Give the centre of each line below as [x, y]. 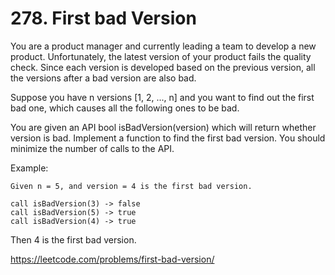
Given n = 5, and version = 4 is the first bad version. [131, 186]
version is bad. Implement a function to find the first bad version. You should [168, 138]
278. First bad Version [103, 18]
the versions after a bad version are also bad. [103, 78]
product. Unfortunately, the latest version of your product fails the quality [161, 56]
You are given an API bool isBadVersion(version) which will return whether [163, 127]
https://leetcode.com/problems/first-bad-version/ [112, 259]
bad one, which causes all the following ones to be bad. [125, 108]
